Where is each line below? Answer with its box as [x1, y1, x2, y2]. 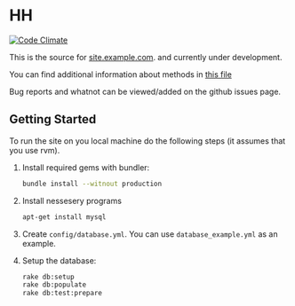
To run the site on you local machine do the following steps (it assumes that [9, 135, 286, 146]
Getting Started [9, 112, 97, 127]
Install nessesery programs [21, 195, 123, 206]
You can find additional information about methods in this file [9, 68, 233, 80]
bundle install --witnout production [21, 179, 163, 188]
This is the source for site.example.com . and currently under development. [9, 51, 283, 62]
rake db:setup [21, 272, 75, 281]
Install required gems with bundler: [21, 161, 150, 173]
